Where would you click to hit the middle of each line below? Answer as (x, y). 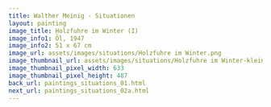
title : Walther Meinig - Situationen (72, 16)
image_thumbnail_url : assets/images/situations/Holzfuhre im (113, 61)
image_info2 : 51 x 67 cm (50, 46)
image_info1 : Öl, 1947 (46, 38)
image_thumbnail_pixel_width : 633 (67, 68)
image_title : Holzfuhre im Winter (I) (73, 31)
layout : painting (38, 23)
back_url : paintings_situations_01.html (77, 83)
